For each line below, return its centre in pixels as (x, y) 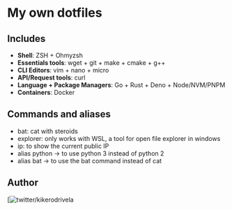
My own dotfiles (55, 13)
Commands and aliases (59, 114)
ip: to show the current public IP (63, 146)
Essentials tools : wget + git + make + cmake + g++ (91, 63)
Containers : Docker (46, 92)
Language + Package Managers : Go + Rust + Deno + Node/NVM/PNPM (121, 85)
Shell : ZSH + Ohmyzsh (50, 55)
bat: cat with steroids (47, 131)
